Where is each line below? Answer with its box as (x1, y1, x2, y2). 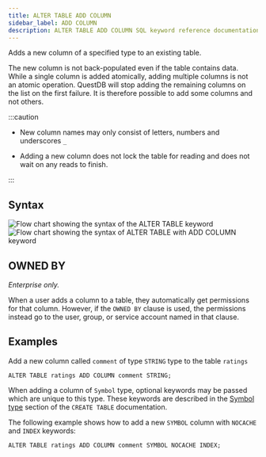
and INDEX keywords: (8, 425, 77, 436)
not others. (8, 97, 44, 107)
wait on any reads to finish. (19, 160, 108, 169)
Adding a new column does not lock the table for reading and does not (19, 151, 250, 161)
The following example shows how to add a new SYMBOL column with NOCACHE (8, 417, 257, 427)
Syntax (8, 198, 44, 211)
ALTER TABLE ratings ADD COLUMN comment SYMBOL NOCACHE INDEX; (8, 441, 222, 449)
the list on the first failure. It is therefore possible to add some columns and (8, 89, 253, 98)
